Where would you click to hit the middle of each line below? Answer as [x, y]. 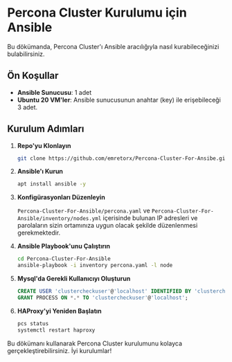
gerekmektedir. [39, 233]
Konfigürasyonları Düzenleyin [61, 197]
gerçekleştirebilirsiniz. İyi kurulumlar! [60, 350]
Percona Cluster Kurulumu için [97, 13]
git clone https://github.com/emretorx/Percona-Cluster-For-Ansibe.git [123, 158]
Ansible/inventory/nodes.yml [59, 219]
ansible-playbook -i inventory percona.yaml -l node [95, 265]
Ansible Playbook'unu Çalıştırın [64, 246]
